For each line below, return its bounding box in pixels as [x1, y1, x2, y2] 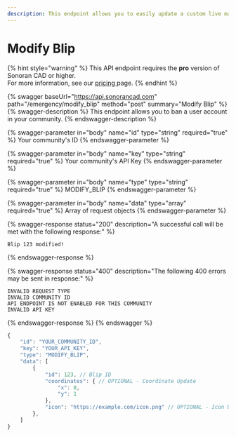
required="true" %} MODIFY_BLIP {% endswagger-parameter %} [7, 185, 197, 194]
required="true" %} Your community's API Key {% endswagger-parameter [7, 156, 223, 165]
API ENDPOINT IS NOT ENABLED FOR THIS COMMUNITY [7, 300, 152, 307]
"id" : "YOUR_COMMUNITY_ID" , [20, 338, 102, 346]
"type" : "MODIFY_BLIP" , [20, 351, 90, 358]
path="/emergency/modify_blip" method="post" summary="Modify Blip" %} [7, 100, 228, 108]
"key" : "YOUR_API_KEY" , [20, 345, 90, 352]
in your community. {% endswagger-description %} [7, 114, 157, 123]
